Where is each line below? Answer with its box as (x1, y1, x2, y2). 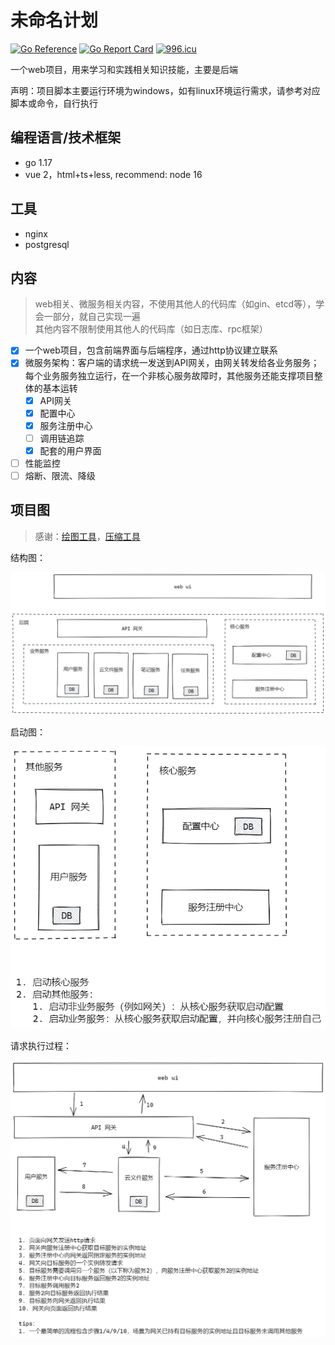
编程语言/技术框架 (10, 129, 122, 146)
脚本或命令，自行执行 (10, 97, 98, 109)
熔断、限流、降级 (24, 469, 96, 481)
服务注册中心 (39, 419, 93, 431)
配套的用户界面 (39, 444, 102, 456)
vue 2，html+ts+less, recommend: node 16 (24, 168, 203, 180)
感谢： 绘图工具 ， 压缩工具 (34, 530, 141, 542)
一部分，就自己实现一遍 (43, 311, 141, 323)
